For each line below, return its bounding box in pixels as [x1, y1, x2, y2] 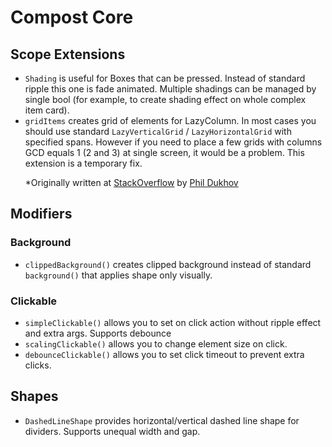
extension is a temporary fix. [24, 157, 143, 169]
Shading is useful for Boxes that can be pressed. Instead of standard [24, 72, 306, 84]
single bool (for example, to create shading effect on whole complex [24, 94, 307, 105]
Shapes [10, 388, 59, 405]
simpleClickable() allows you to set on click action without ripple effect [24, 316, 322, 328]
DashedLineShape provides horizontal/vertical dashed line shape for [24, 414, 300, 426]
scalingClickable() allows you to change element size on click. [24, 337, 288, 350]
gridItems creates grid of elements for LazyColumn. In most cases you [24, 115, 317, 126]
